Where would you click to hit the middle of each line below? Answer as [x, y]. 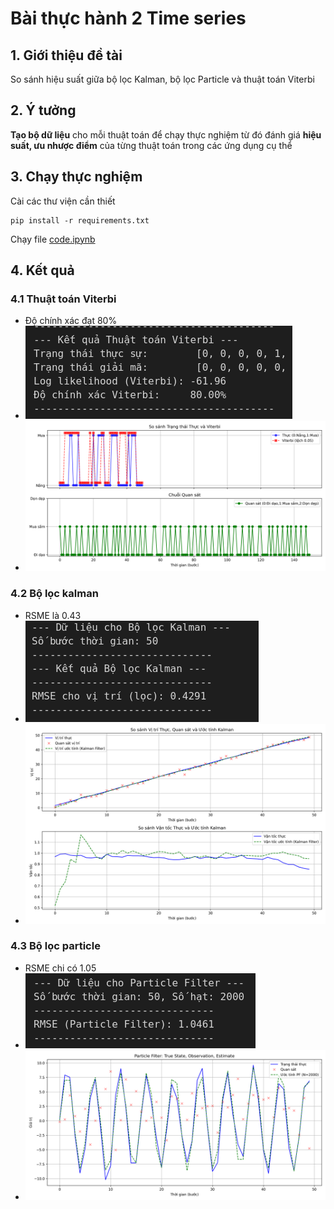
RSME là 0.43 [53, 615]
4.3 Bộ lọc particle [55, 946]
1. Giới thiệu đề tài [66, 55]
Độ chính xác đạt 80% [71, 321]
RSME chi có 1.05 [60, 968]
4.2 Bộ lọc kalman [54, 594]
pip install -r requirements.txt [80, 220]
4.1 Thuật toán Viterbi [63, 299]
